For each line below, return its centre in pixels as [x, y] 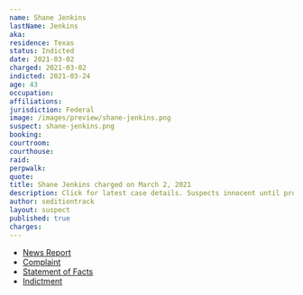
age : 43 [24, 85]
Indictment [42, 281]
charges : [26, 227]
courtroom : [30, 143]
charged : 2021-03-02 [48, 68]
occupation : [32, 93]
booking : [26, 135]
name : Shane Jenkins [48, 18]
